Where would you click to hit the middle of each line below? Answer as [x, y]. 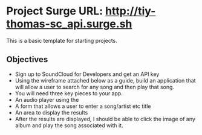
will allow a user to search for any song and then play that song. [94, 87]
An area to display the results [51, 112]
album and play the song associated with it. [69, 125]
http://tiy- [130, 11]
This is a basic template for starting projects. [62, 40]
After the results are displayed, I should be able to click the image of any [105, 119]
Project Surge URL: [55, 11]
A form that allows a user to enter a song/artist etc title [83, 106]
